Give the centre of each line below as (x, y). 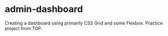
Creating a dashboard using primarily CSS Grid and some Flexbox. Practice (84, 23)
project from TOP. (23, 28)
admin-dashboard (44, 9)
